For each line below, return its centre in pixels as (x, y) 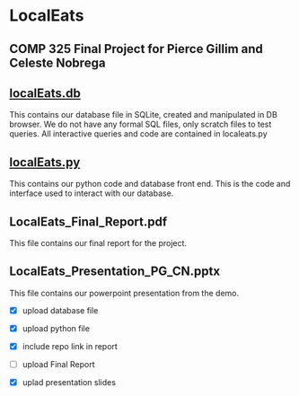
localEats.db (45, 93)
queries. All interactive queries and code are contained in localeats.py (138, 134)
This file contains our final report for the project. (98, 243)
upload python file (56, 328)
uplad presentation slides (69, 383)
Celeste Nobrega (57, 62)
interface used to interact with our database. (92, 193)
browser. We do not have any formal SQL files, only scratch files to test (141, 124)
